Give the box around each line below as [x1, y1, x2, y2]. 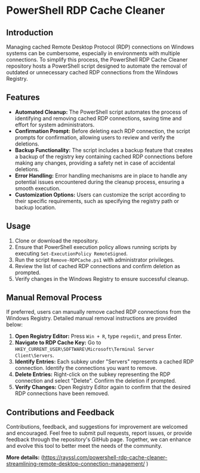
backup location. [14, 204, 57, 211]
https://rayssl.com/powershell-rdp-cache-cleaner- [42, 454, 168, 461]
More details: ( [6, 454, 44, 461]
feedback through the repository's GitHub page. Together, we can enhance [6, 436, 191, 443]
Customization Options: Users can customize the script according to [14, 191, 186, 198]
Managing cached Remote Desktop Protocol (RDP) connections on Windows [6, 43, 195, 50]
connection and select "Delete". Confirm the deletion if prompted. [14, 377, 177, 384]
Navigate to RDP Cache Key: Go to [14, 339, 101, 346]
